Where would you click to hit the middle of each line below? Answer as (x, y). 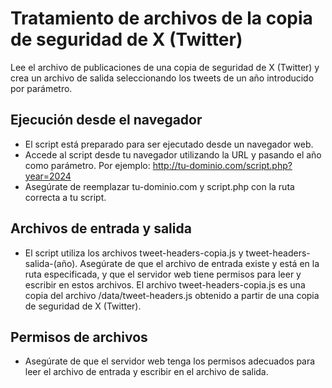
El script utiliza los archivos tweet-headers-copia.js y (134, 253)
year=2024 (48, 176)
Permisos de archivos (79, 337)
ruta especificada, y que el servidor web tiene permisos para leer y (163, 274)
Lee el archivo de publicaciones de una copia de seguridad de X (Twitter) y (165, 67)
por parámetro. (41, 88)
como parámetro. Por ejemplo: (87, 165)
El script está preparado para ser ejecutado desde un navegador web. (169, 144)
